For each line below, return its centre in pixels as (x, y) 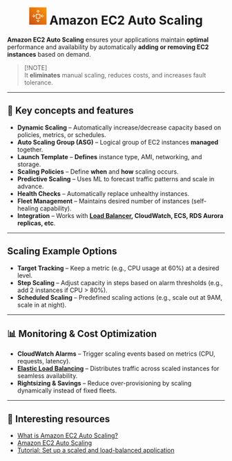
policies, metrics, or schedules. (61, 134)
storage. (29, 164)
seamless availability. (47, 376)
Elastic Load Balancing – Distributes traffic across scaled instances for (118, 369)
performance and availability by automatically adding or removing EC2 (108, 47)
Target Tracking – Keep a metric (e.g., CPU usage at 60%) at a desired (118, 268)
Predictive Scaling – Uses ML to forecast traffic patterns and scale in (116, 179)
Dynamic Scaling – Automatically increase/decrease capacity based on (119, 127)
